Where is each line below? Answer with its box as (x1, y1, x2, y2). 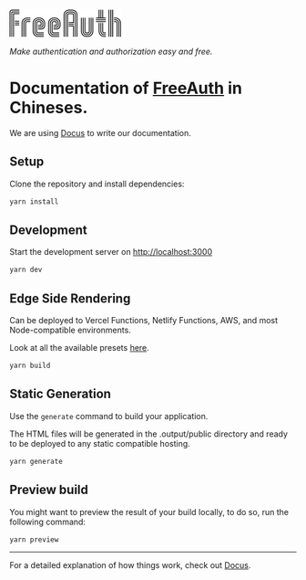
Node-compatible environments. (9, 324, 132, 336)
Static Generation (9, 386, 112, 402)
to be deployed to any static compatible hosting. (9, 438, 191, 448)
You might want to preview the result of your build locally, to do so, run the (9, 506, 290, 517)
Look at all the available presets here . (9, 343, 150, 353)
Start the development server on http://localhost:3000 (9, 247, 212, 258)
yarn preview (9, 534, 59, 544)
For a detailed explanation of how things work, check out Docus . (9, 560, 251, 571)
